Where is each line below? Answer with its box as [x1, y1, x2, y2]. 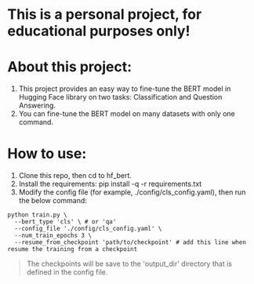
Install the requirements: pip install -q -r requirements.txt [18, 179, 202, 189]
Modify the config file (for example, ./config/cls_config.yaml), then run [18, 188, 246, 197]
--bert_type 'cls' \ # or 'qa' [14, 218, 117, 226]
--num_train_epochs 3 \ [14, 231, 92, 240]
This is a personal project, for [7, 5, 202, 24]
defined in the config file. [26, 268, 108, 277]
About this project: [7, 58, 132, 76]
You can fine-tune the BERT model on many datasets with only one [18, 109, 236, 118]
